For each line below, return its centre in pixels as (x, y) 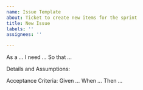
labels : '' (20, 29)
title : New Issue (28, 23)
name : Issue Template (34, 12)
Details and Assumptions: (38, 69)
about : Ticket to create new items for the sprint (72, 18)
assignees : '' (24, 35)
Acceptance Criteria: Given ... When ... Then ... (65, 81)
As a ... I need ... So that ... (39, 57)
